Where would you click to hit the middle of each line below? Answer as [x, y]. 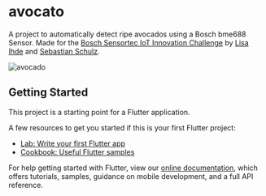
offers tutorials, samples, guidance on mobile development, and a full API [131, 176]
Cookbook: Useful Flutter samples [77, 151]
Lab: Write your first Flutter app [73, 143]
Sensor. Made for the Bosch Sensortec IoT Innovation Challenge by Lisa [129, 42]
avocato [37, 12]
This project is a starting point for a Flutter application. [99, 112]
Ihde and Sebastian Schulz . [54, 51]
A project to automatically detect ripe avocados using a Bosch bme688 [127, 34]
